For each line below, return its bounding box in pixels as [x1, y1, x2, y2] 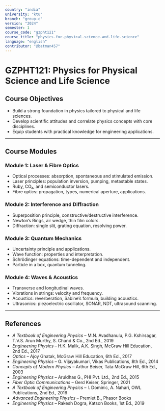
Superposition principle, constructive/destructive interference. [12, 212, 138, 218]
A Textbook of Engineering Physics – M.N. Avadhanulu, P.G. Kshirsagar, [12, 333, 157, 338]
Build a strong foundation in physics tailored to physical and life [12, 107, 141, 113]
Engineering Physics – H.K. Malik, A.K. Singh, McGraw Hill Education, [12, 343, 152, 349]
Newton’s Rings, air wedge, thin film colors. [12, 217, 100, 223]
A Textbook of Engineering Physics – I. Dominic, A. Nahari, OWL [12, 385, 141, 390]
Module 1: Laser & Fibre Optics [5, 162, 79, 169]
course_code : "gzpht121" [5, 30, 56, 35]
